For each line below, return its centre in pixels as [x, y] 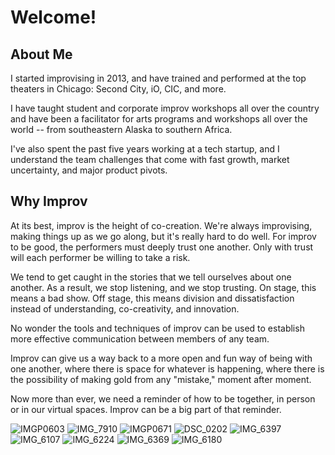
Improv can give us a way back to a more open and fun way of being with [161, 358]
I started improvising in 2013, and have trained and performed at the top [158, 78]
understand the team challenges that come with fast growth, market [150, 159]
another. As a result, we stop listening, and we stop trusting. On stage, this [163, 287]
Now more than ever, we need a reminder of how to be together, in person [163, 398]
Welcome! [53, 17]
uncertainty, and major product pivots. [89, 170]
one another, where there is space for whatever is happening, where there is [167, 368]
